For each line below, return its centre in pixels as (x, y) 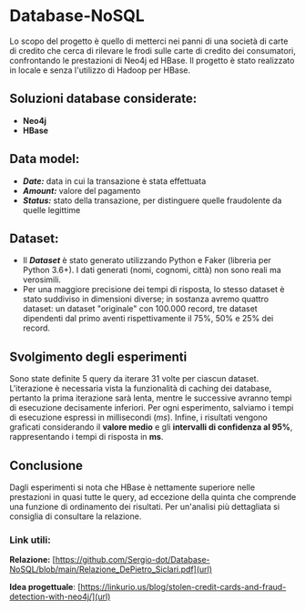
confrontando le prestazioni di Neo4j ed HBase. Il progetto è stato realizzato (152, 60)
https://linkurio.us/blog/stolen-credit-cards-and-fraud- (183, 587)
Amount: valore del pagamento (81, 190)
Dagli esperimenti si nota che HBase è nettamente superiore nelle (132, 487)
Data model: (45, 159)
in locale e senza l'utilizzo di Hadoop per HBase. (100, 70)
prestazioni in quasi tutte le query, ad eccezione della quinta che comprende (153, 497)
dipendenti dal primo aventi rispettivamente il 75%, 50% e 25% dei (148, 319)
